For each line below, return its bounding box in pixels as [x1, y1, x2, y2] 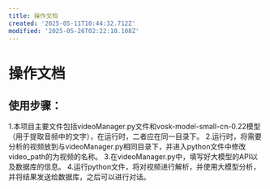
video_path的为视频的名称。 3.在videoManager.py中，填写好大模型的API [8, 152, 251, 162]
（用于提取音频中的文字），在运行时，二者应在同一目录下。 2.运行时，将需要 [8, 132, 262, 141]
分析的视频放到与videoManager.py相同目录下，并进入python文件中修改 [8, 142, 246, 152]
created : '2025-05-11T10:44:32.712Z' [8, 19, 136, 27]
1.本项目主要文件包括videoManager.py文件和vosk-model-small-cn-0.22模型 [8, 122, 261, 132]
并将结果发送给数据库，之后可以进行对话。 [8, 172, 151, 182]
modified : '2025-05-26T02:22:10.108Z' [8, 27, 139, 35]
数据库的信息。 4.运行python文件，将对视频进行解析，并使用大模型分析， [15, 162, 261, 172]
